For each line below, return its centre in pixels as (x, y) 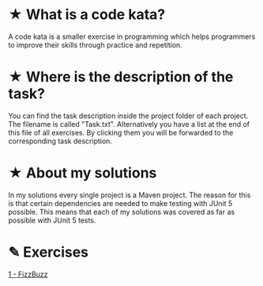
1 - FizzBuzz (28, 274)
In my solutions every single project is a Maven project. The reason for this (130, 195)
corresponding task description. (60, 141)
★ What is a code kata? (87, 15)
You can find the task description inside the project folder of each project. (128, 116)
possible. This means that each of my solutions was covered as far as (122, 212)
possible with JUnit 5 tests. (52, 220)
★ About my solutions (83, 173)
